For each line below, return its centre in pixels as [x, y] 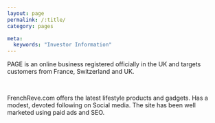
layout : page [26, 13]
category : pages [30, 26]
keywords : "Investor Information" [63, 45]
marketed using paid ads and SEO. [56, 113]
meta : [15, 38]
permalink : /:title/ [37, 20]
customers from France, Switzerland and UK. [71, 72]
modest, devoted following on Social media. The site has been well [101, 105]
